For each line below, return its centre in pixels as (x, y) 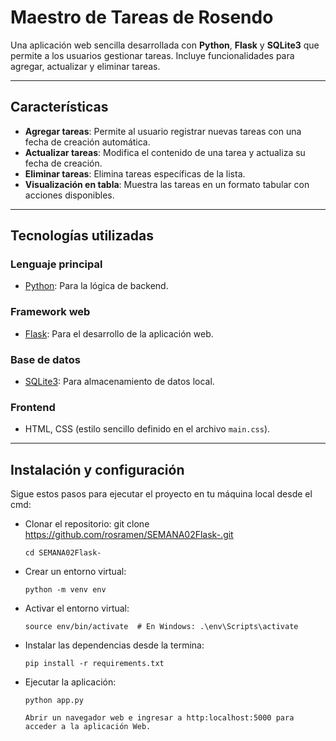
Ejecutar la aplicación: (70, 682)
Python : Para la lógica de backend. (96, 286)
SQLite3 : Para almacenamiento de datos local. (119, 382)
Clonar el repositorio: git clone (87, 524)
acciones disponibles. (69, 195)
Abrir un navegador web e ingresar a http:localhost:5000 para (159, 718)
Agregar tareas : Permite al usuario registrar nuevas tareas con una (163, 131)
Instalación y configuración (97, 469)
